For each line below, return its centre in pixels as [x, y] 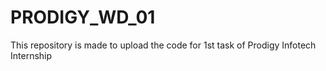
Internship [31, 55]
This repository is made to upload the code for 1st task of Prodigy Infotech [163, 45]
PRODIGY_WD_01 [83, 17]
